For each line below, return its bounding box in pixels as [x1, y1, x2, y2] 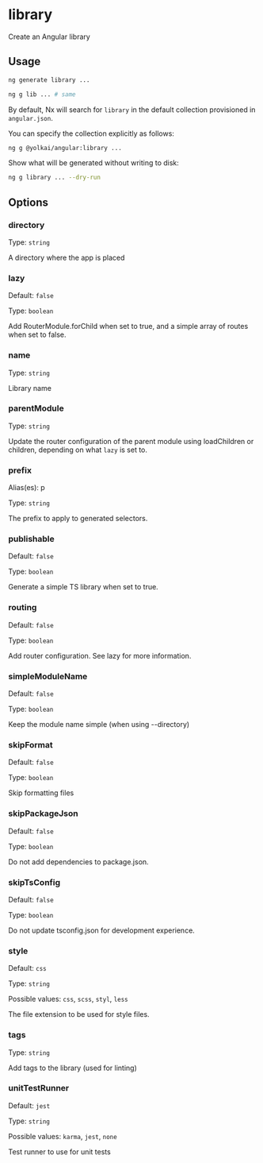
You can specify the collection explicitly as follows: [8, 129, 174, 138]
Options [8, 195, 49, 209]
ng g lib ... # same [8, 90, 77, 99]
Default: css [8, 964, 47, 973]
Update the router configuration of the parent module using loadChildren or [8, 436, 254, 446]
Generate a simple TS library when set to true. [8, 582, 158, 592]
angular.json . [8, 113, 53, 122]
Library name [8, 383, 51, 392]
